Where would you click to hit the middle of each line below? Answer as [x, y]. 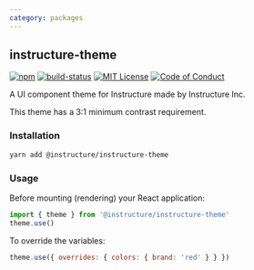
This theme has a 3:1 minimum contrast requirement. [108, 112]
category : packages [46, 18]
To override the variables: [57, 240]
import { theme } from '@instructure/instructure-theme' [120, 214]
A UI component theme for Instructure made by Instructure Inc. [127, 94]
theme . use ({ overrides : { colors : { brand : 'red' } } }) [120, 257]
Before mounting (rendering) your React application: [107, 198]
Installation [35, 136]
